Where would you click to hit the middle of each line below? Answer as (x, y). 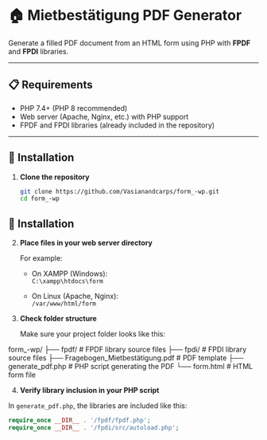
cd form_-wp (39, 199)
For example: (41, 258)
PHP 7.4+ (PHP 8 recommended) (74, 108)
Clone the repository (54, 177)
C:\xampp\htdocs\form (67, 281)
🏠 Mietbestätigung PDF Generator (125, 16)
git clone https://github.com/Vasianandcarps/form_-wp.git (120, 191)
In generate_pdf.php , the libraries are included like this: (98, 406)
